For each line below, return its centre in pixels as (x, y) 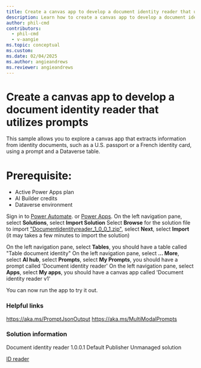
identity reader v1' (28, 279)
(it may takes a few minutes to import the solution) (68, 235)
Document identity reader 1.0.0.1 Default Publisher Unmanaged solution (94, 347)
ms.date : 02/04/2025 (32, 56)
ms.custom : (20, 51)
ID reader (18, 358)
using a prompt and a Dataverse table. (53, 151)
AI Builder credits (36, 198)
